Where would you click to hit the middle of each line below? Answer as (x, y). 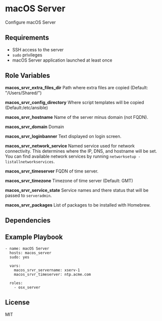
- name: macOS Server (27, 249)
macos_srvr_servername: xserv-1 (47, 270)
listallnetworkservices (29, 162)
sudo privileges (27, 55)
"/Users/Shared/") (23, 93)
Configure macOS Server (30, 22)
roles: (16, 283)
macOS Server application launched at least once (62, 60)
